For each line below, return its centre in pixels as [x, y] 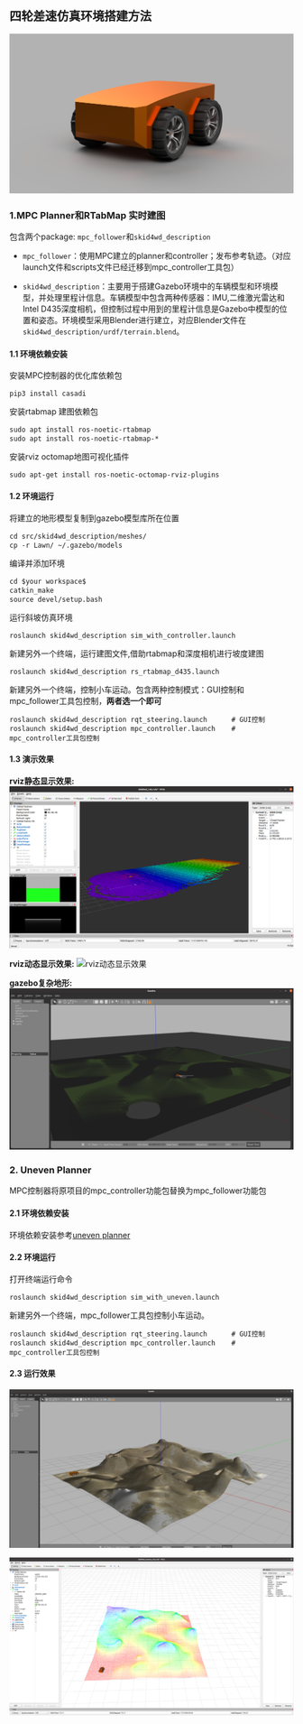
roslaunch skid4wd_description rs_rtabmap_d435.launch [115, 672]
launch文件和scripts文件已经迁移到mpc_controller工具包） [130, 267]
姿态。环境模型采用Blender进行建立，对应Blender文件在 [142, 320]
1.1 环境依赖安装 [38, 354]
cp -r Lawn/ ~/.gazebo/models [66, 545]
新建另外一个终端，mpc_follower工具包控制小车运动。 [109, 1315]
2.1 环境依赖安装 [39, 1213]
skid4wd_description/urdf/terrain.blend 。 [103, 331]
